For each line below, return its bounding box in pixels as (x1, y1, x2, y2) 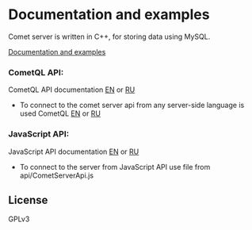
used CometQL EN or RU (19, 109, 101, 118)
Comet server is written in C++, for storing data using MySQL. (8, 32, 211, 41)
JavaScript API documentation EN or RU (8, 147, 139, 156)
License (8, 193, 48, 207)
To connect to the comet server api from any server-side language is (19, 101, 245, 110)
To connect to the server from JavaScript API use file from (19, 162, 211, 171)
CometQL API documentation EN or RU (8, 85, 136, 94)
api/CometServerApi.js (19, 171, 94, 180)
